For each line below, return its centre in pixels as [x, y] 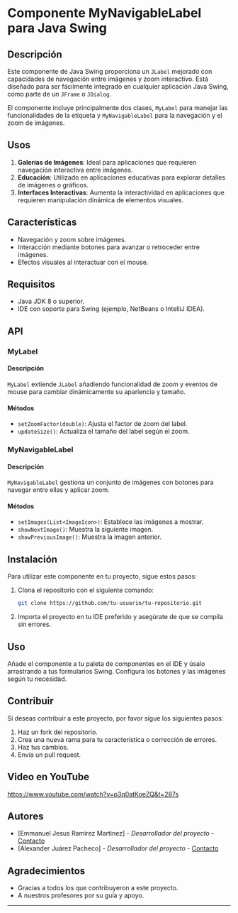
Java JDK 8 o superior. [51, 301]
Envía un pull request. [49, 755]
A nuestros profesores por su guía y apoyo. [81, 895]
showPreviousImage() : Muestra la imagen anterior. [89, 537]
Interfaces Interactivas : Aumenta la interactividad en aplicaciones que [121, 192]
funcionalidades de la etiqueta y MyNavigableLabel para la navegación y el [115, 115]
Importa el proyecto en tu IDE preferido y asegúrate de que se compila [120, 617]
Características [42, 223]
